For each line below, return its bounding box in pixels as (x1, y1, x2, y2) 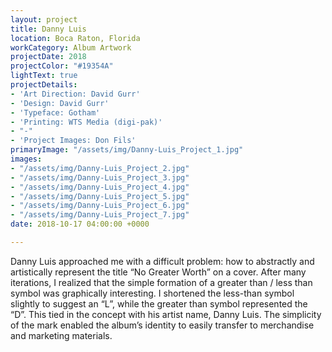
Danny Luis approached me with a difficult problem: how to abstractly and (10, 255, 315, 267)
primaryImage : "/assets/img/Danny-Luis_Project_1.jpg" (10, 145, 244, 155)
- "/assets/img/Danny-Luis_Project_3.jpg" (10, 172, 190, 183)
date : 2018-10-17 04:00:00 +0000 (10, 219, 150, 230)
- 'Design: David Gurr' (10, 98, 110, 108)
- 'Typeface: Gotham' (10, 107, 101, 118)
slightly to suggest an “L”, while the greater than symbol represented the (10, 297, 308, 310)
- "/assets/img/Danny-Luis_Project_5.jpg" (10, 191, 190, 201)
